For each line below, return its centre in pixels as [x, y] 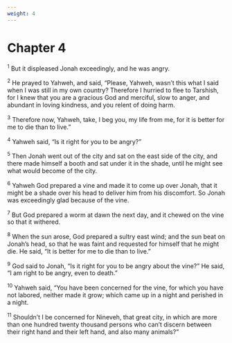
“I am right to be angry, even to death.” [62, 273]
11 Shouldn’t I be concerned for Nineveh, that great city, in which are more [112, 316]
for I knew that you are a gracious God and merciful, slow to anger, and [108, 97]
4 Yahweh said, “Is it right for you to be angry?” [74, 141]
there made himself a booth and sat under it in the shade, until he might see [115, 163]
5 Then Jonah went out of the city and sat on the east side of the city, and [113, 155]
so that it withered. [34, 222]
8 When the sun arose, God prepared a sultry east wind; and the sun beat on [116, 236]
